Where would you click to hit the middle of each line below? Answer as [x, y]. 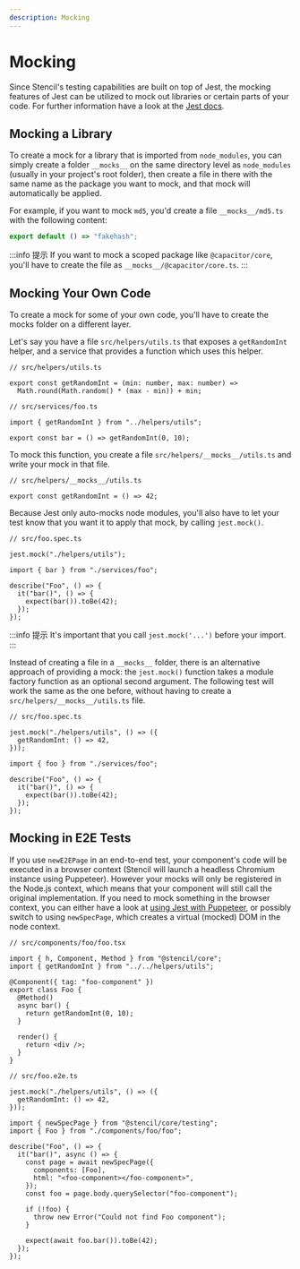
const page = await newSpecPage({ [90, 1162]
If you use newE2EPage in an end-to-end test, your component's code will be [148, 860]
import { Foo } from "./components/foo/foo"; [95, 1131]
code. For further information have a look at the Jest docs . [117, 106]
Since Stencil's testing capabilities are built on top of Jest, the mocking [140, 87]
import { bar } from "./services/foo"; [84, 570]
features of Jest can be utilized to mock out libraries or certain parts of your [149, 96]
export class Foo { [46, 990]
